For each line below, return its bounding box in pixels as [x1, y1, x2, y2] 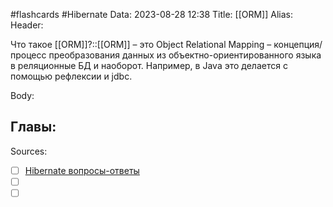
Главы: [10, 119, 57, 136]
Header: [10, 19, 44, 31]
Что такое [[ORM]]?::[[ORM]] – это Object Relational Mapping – [10, 39, 272, 50]
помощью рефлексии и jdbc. [10, 70, 133, 82]
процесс [10, 49, 47, 61]
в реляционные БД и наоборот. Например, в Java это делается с [10, 60, 288, 71]
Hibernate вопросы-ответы [24, 164, 140, 176]
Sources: [10, 145, 48, 157]
